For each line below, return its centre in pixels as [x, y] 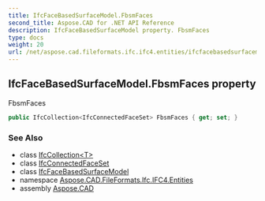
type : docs [26, 37]
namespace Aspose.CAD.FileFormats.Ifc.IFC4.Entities [106, 180]
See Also [26, 137]
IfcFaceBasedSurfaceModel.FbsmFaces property [132, 84]
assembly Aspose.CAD [57, 188]
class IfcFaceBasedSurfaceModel [74, 171]
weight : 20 [26, 45]
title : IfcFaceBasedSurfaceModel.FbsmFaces [81, 15]
